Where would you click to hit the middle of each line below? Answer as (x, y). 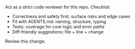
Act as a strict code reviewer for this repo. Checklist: (58, 7)
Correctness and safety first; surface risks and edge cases (71, 16)
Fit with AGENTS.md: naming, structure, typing (59, 22)
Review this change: (25, 41)
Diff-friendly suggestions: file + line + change (58, 32)
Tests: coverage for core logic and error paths (58, 27)
